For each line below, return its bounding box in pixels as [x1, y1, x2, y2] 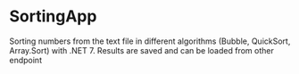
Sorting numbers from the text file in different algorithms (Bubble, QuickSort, [9, 36, 291, 46]
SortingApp [9, 6, 97, 27]
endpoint [9, 54, 43, 65]
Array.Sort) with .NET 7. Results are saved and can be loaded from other [9, 45, 274, 55]
